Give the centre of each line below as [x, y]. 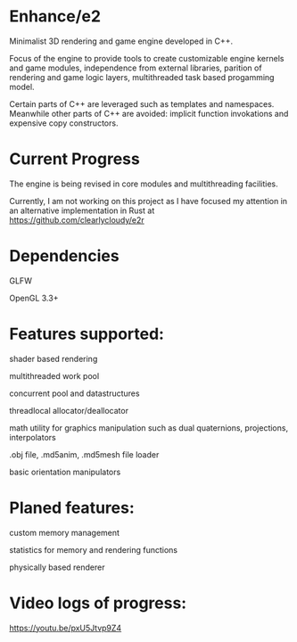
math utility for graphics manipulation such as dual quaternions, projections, [148, 428]
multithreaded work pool [54, 375]
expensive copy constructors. [64, 123]
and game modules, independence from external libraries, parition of [136, 68]
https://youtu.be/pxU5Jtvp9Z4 [66, 628]
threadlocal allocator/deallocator [69, 410]
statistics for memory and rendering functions [94, 549]
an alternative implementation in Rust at [82, 210]
